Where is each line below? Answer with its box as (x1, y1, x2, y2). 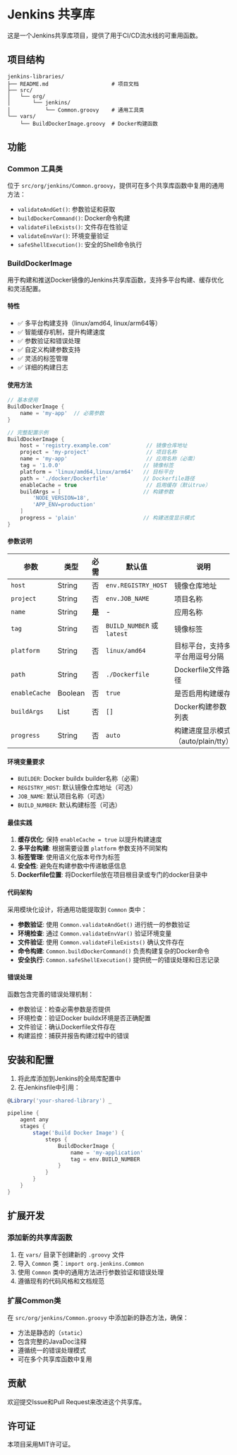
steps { (44, 1136, 68, 1143)
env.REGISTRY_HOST (105, 581, 168, 589)
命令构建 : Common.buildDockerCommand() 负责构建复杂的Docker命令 (17, 947, 210, 955)
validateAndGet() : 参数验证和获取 (17, 205, 116, 214)
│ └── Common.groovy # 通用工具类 (7, 107, 145, 114)
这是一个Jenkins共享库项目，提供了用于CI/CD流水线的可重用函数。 (7, 31, 202, 40)
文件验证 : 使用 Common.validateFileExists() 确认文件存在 (17, 938, 185, 946)
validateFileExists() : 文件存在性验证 (17, 223, 128, 232)
